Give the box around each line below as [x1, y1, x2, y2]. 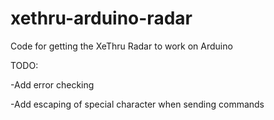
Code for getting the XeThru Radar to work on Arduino [10, 40, 233, 52]
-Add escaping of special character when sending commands [10, 98, 265, 110]
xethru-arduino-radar [10, 7, 193, 30]
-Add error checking [10, 78, 95, 91]
